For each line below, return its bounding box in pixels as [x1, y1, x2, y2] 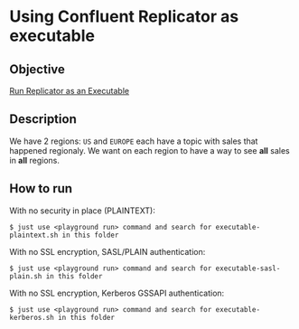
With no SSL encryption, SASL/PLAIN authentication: [9, 246, 206, 257]
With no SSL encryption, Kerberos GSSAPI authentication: [9, 287, 225, 298]
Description [9, 111, 77, 127]
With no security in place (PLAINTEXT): [9, 205, 155, 216]
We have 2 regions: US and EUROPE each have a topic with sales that [9, 136, 258, 146]
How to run [9, 181, 73, 196]
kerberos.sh [9, 313, 54, 322]
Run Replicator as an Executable [9, 86, 129, 96]
